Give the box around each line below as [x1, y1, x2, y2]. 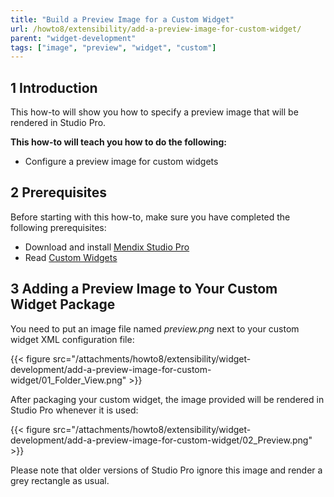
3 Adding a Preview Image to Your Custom [10, 281, 278, 298]
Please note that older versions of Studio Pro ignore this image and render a [10, 464, 323, 476]
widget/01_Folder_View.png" [10, 374, 127, 386]
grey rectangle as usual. [10, 474, 110, 486]
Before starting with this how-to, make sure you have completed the [10, 211, 291, 223]
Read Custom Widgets [24, 251, 118, 263]
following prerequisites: [10, 221, 107, 233]
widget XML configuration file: [10, 333, 135, 345]
